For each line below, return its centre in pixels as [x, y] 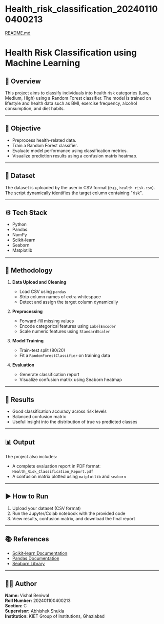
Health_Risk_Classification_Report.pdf [53, 471]
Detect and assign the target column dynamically [69, 302]
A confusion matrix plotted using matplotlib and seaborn [69, 476]
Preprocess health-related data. [44, 140]
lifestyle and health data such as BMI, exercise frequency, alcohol [71, 103]
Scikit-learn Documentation [40, 553]
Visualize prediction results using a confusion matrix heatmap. [75, 156]
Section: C [16, 606]
